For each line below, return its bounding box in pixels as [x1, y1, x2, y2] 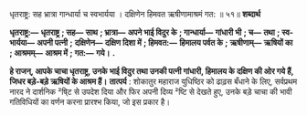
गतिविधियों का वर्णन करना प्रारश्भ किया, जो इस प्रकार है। [9, 97, 171, 107]
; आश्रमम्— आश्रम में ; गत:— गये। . [9, 47, 116, 58]
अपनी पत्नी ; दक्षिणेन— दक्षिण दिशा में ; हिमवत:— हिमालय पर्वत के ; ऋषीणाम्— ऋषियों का [36, 37, 293, 47]
